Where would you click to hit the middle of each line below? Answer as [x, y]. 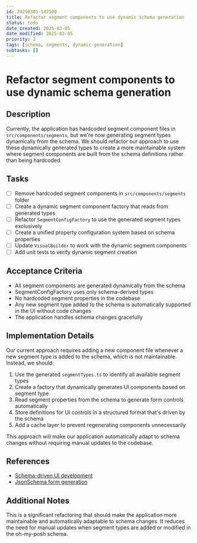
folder [22, 200]
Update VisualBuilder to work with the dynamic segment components [101, 245]
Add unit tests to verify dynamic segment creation [76, 252]
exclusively [28, 226]
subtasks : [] [22, 51]
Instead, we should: [30, 363]
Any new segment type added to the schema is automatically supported [103, 305]
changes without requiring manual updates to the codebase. [80, 442]
